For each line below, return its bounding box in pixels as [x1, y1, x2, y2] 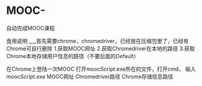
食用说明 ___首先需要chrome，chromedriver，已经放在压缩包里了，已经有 [6, 37, 189, 44]
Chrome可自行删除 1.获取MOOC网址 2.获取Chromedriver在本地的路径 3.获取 [6, 45, 195, 52]
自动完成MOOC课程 [6, 24, 55, 31]
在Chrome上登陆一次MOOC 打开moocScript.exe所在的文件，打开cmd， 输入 [6, 65, 196, 73]
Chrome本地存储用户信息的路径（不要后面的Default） [6, 52, 139, 59]
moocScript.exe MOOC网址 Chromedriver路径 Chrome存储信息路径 [6, 73, 174, 80]
